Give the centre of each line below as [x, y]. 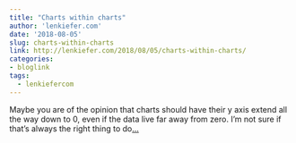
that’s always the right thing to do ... [74, 128]
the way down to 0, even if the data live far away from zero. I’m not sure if [145, 119]
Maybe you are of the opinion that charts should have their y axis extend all [148, 109]
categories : [31, 59]
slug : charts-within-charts [62, 42]
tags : [19, 76]
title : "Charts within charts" [68, 17]
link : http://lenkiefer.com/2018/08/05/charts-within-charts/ [128, 51]
